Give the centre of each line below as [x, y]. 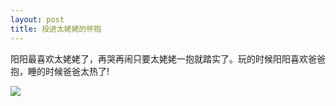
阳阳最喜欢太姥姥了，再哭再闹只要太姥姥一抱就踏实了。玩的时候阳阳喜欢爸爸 [168, 58]
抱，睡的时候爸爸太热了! [60, 71]
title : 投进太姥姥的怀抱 [56, 29]
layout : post [37, 19]
